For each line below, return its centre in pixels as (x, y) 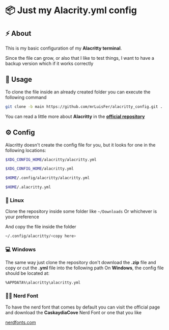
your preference (22, 217)
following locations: (26, 150)
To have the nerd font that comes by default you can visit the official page (83, 307)
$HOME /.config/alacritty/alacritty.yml (48, 178)
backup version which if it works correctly (49, 63)
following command (26, 97)
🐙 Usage (19, 79)
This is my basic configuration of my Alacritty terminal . (64, 48)
